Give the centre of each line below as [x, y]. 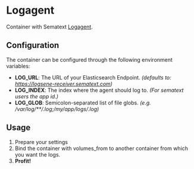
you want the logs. [37, 154]
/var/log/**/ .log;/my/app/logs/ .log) [57, 109]
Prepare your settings [41, 142]
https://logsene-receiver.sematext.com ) [64, 84]
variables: [18, 66]
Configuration [33, 45]
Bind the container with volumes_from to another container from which [101, 148]
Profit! [23, 161]
